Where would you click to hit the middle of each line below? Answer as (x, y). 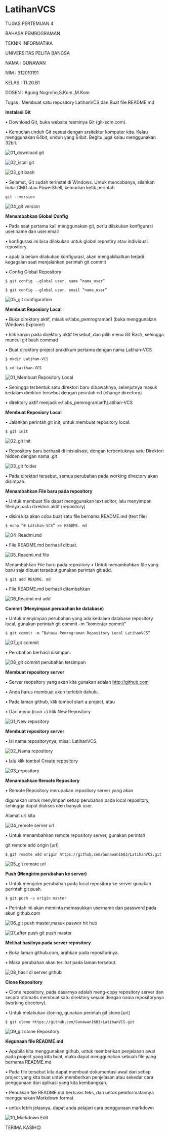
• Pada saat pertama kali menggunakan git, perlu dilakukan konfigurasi (79, 226)
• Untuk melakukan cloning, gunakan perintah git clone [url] (68, 1012)
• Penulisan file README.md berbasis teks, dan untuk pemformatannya (80, 1092)
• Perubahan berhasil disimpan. (38, 652)
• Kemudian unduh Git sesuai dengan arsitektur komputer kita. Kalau (77, 132)
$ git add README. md (28, 579)
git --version (20, 197)
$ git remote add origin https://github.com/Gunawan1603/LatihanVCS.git (83, 854)
